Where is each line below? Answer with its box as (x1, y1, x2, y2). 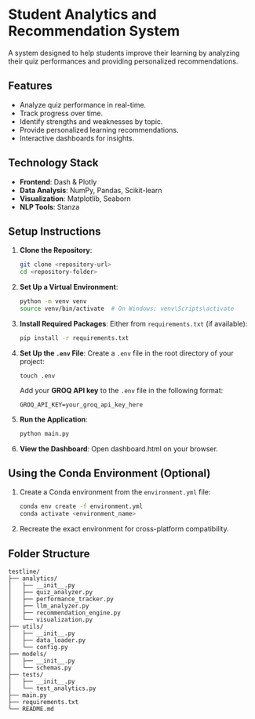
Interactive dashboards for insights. (19, 133, 135, 143)
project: (19, 356, 45, 366)
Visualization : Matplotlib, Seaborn (19, 194, 131, 203)
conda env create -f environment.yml (19, 502, 144, 511)
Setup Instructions (8, 224, 101, 238)
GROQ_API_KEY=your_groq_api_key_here (19, 400, 144, 409)
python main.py (19, 429, 70, 437)
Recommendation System (8, 22, 180, 40)
